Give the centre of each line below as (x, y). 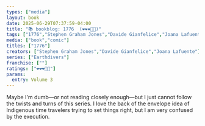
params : (16, 74)
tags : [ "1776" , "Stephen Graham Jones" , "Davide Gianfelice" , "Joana (92, 35)
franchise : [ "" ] (27, 63)
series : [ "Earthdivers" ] (38, 57)
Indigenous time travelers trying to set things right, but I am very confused (100, 110)
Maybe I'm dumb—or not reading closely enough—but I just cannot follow (99, 97)
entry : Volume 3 (32, 80)
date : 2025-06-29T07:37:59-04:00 (49, 23)
